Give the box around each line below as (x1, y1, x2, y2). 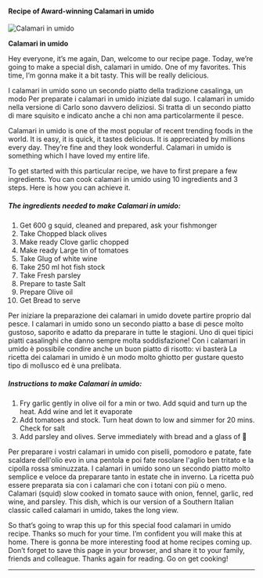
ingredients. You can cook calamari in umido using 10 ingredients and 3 (8, 175, 239, 184)
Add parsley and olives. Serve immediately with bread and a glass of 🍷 (19, 432, 247, 442)
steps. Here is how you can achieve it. (8, 183, 131, 192)
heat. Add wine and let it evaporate (19, 407, 133, 416)
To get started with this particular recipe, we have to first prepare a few (8, 166, 238, 176)
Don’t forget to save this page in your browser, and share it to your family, (8, 546, 245, 555)
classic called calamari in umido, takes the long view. (8, 506, 178, 515)
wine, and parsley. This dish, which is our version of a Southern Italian (8, 497, 234, 507)
